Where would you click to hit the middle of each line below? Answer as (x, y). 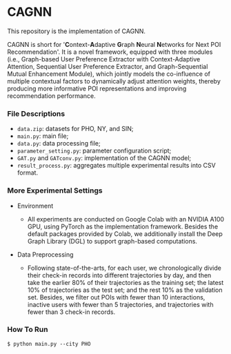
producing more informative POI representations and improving (97, 88)
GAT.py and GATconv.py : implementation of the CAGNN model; (104, 158)
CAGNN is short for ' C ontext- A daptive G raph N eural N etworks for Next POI (114, 44)
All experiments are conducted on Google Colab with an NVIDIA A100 (126, 219)
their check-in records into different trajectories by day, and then (119, 275)
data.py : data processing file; (59, 144)
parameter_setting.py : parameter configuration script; (94, 151)
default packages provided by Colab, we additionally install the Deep (125, 234)
